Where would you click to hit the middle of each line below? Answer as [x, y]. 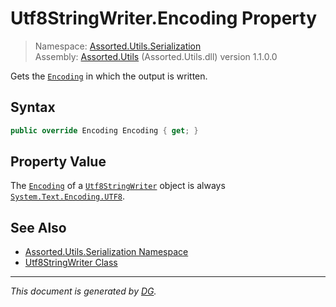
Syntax [33, 107]
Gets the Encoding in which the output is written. [109, 76]
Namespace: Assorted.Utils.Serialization [118, 46]
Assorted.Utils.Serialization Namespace [106, 252]
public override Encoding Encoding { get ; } [104, 130]
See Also [38, 227]
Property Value [58, 162]
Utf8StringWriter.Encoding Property [164, 18]
